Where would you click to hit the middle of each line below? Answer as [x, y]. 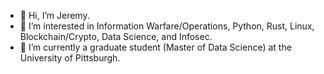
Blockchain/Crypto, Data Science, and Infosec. [116, 36]
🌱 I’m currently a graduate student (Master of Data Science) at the [155, 47]
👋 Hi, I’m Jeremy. [54, 15]
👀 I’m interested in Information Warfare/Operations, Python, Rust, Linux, [167, 26]
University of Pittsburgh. [70, 58]
